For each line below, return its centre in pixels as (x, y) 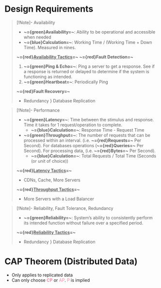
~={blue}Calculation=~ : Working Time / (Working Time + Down (88, 42)
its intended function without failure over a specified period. (83, 223)
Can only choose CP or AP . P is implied (51, 280)
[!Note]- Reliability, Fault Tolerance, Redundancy (65, 208)
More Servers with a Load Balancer (59, 199)
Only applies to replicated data (42, 275)
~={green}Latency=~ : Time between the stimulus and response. (89, 119)
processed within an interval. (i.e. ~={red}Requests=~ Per (82, 140)
